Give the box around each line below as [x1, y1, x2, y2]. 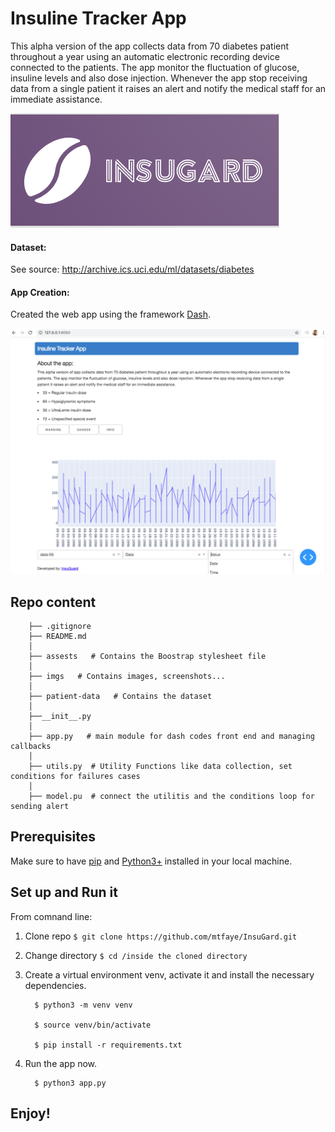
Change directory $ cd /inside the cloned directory [24, 949, 248, 961]
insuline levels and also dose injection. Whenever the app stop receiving [10, 72, 308, 84]
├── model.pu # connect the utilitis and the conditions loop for [28, 791, 315, 801]
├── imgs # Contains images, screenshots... [28, 671, 226, 681]
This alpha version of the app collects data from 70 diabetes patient [10, 40, 290, 52]
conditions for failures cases [10, 771, 141, 781]
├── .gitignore [28, 621, 92, 631]
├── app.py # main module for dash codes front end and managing [28, 731, 315, 741]
